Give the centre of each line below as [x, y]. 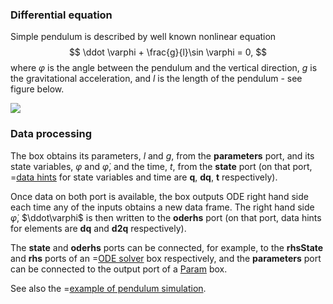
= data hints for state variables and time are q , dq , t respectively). [144, 177]
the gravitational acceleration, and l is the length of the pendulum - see [156, 79]
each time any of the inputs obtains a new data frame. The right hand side [162, 207]
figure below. [37, 89]
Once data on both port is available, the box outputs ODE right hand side [159, 196]
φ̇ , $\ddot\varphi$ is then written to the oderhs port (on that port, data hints [166, 217]
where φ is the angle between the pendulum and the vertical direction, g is [164, 68]
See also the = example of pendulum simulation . [108, 288]
